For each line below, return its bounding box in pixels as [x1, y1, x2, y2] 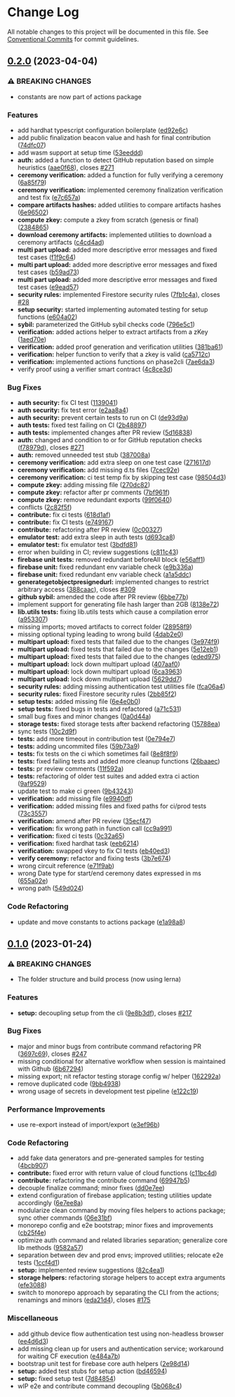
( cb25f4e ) [17, 1228, 47, 1237]
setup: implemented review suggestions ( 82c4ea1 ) [17, 1266, 165, 1275]
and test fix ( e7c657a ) [17, 193, 81, 201]
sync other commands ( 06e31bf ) [17, 1213, 112, 1222]
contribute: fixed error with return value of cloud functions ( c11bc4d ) [17, 1169, 217, 1178]
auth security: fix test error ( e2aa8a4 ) [17, 406, 129, 415]
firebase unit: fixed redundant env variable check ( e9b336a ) [17, 563, 194, 572]
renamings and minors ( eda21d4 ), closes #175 [17, 1296, 151, 1304]
